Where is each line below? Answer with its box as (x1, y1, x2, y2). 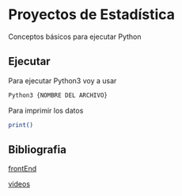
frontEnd (8, 164, 37, 174)
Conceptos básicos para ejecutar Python (8, 32, 142, 41)
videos (8, 179, 30, 189)
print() (8, 121, 34, 129)
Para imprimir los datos (8, 106, 84, 115)
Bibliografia (8, 143, 67, 156)
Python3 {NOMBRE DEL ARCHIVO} (8, 91, 108, 99)
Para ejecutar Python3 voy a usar (8, 75, 117, 85)
